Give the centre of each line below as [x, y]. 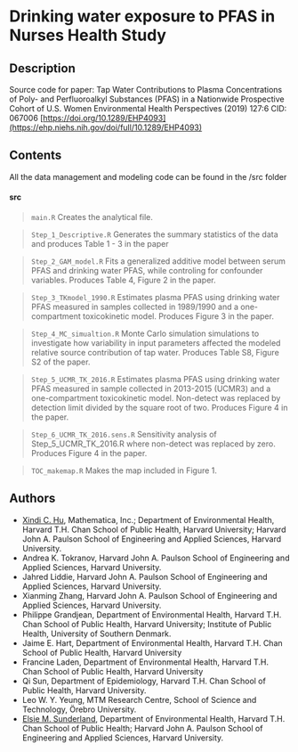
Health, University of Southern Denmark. [97, 633]
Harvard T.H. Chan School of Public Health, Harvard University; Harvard [154, 529]
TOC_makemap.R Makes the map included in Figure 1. [124, 470]
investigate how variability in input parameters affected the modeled [156, 343]
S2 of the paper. [60, 362]
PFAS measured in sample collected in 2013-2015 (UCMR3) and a [151, 388]
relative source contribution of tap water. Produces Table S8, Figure [155, 353]
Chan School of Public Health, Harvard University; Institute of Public [147, 624]
